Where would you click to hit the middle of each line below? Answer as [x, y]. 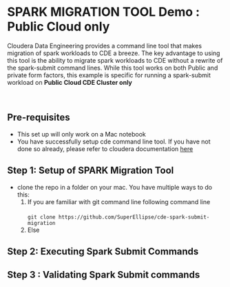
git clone [42, 217]
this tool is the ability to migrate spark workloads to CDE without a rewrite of [115, 60]
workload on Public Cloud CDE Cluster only [70, 82]
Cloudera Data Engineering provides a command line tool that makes [104, 46]
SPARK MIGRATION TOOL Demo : [104, 12]
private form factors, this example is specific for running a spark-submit [109, 75]
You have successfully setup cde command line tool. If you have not [114, 141]
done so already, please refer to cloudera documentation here [105, 148]
